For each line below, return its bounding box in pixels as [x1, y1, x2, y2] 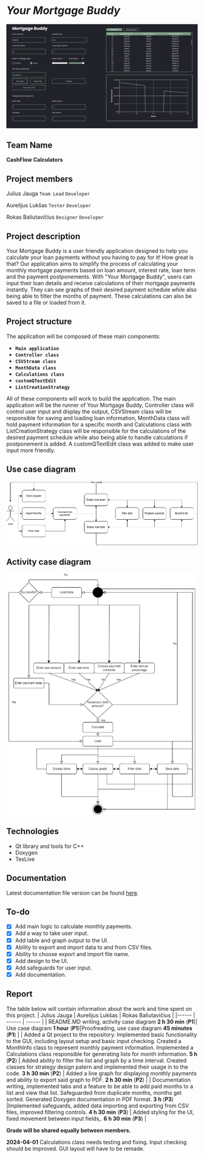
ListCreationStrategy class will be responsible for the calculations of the [6, 427, 186, 435]
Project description [6, 231, 81, 241]
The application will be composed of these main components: [6, 333, 161, 340]
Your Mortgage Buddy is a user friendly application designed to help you [6, 247, 188, 255]
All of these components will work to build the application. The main [6, 395, 176, 402]
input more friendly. [6, 446, 56, 453]
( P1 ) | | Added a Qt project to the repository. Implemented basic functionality [6, 1031, 197, 1038]
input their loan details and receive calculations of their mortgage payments [6, 280, 195, 287]
